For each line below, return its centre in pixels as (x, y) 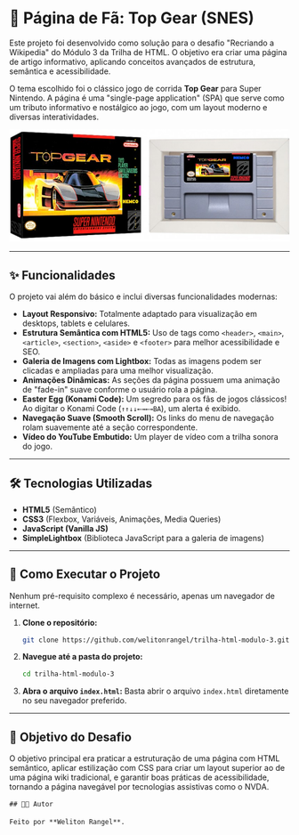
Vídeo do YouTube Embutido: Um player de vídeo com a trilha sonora (150, 436)
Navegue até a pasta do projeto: (82, 657)
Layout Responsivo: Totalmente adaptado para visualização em (140, 313)
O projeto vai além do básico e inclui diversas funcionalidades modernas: (143, 296)
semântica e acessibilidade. (60, 71)
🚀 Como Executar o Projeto (85, 575)
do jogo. (37, 446)
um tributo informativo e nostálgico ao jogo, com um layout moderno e (138, 107)
